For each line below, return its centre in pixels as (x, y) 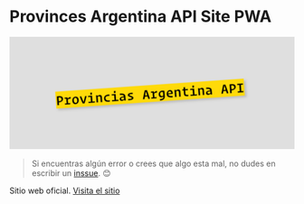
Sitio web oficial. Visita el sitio (65, 190)
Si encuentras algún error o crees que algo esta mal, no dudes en (153, 163)
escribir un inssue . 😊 (71, 172)
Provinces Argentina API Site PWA (141, 17)
